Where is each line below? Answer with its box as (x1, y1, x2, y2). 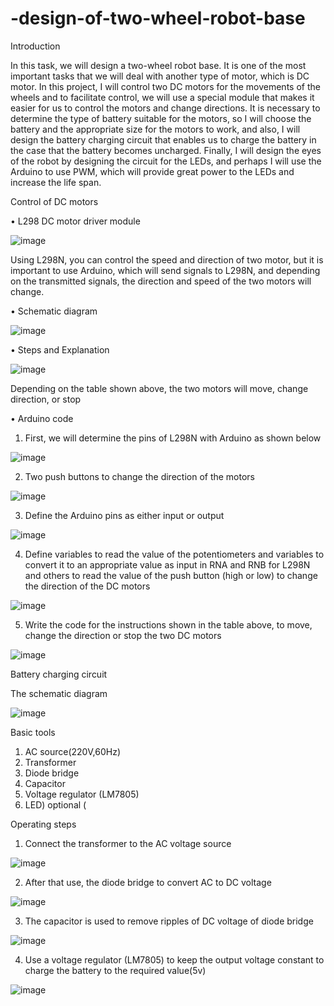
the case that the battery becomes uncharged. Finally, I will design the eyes (10, 144, 322, 156)
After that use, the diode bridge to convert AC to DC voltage (24, 876, 272, 888)
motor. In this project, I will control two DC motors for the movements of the (10, 80, 321, 92)
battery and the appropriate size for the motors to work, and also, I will (10, 123, 301, 135)
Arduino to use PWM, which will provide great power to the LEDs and (10, 165, 295, 177)
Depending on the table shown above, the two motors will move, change (10, 382, 309, 394)
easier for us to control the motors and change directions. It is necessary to (10, 102, 321, 114)
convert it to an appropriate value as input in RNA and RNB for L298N (24, 558, 311, 571)
